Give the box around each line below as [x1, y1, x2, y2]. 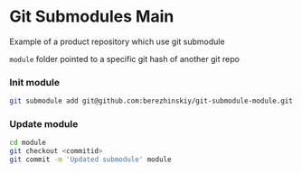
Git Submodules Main [9, 6, 175, 27]
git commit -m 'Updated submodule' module [9, 155, 172, 164]
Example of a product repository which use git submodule [9, 36, 225, 47]
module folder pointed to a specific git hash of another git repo [9, 53, 240, 64]
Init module [9, 76, 61, 88]
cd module [9, 138, 47, 148]
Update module [9, 118, 79, 131]
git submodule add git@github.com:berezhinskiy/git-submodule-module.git [9, 96, 294, 105]
